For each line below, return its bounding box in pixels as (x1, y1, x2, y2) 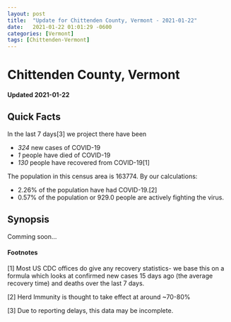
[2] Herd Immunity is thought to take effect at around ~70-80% (7, 292, 191, 301)
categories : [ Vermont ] (7, 30, 74, 37)
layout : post (7, 10, 46, 18)
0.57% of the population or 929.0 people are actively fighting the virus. (17, 193, 225, 202)
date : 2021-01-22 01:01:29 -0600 (7, 23, 112, 30)
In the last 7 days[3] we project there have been (7, 130, 147, 138)
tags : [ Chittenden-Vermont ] (7, 37, 90, 44)
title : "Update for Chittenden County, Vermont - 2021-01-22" (7, 17, 198, 24)
